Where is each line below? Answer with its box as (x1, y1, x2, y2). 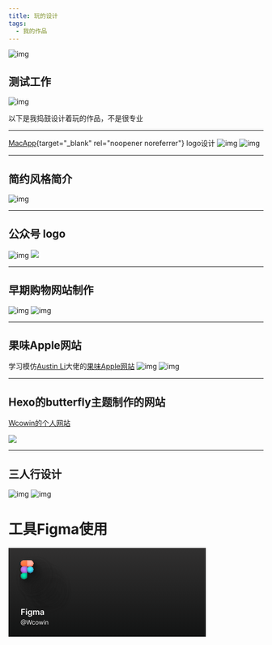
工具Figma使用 (8, 520, 108, 539)
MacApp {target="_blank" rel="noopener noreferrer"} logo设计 (8, 139, 216, 148)
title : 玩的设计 (8, 11, 58, 20)
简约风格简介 (8, 172, 73, 186)
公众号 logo (8, 227, 66, 241)
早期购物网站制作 (8, 283, 94, 297)
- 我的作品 (15, 27, 48, 35)
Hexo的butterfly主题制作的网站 (8, 395, 166, 409)
